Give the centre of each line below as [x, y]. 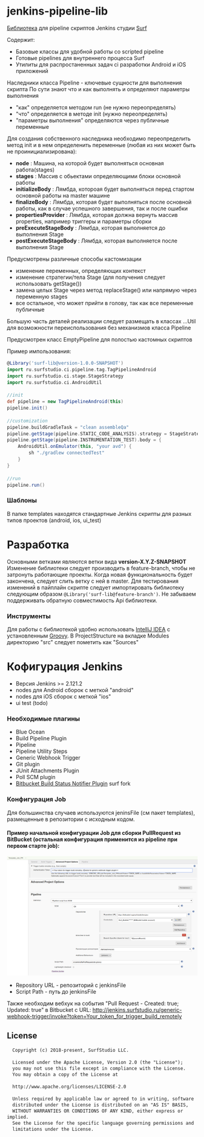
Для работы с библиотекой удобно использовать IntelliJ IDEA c [89, 629]
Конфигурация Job [36, 799]
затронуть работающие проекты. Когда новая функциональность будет [100, 574]
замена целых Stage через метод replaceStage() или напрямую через [106, 290]
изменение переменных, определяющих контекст [81, 270]
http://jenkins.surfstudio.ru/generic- [137, 1010]
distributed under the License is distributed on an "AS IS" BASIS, [100, 1105]
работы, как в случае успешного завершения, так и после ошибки [102, 208]
